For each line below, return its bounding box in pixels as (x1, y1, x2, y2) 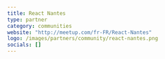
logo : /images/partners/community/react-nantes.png (7, 35, 158, 42)
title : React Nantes (7, 9, 67, 17)
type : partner (7, 16, 48, 23)
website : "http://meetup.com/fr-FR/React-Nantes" (7, 28, 153, 36)
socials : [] (7, 41, 41, 48)
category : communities (7, 22, 72, 29)
